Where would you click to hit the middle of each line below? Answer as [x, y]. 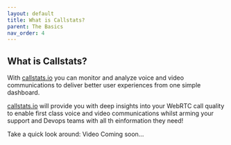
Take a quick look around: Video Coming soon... [76, 134]
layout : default [31, 14]
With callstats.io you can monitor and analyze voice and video [96, 78]
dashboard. [24, 93]
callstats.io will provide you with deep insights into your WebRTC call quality [116, 106]
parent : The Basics [35, 26]
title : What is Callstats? [46, 20]
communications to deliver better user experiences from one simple [104, 85]
